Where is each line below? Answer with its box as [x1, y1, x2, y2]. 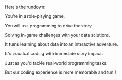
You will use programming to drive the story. [5, 23, 93, 28]
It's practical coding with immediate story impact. [5, 51, 103, 56]
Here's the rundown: [5, 4, 46, 10]
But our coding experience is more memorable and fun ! [5, 69, 116, 75]
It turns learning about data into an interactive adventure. [5, 41, 118, 47]
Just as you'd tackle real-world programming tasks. [5, 60, 108, 66]
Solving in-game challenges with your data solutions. [5, 32, 110, 38]
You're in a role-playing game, [5, 13, 65, 19]
